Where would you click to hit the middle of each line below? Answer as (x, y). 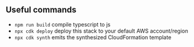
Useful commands (41, 10)
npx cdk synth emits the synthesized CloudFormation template (93, 37)
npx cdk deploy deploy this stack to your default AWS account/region (101, 31)
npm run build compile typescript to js (62, 24)
